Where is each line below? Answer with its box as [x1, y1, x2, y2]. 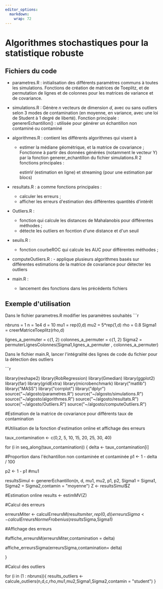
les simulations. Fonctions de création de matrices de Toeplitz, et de [12, 85, 149, 91]
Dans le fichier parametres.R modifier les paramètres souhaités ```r [5, 313, 139, 318]
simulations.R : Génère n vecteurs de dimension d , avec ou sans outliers [12, 105, 157, 111]
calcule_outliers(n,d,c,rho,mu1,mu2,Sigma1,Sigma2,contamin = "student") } [5, 578, 156, 584]
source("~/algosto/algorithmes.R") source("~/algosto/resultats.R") [5, 396, 139, 402]
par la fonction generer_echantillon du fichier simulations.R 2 [19, 155, 142, 161]
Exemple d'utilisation [5, 299, 71, 308]
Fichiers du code [5, 67, 57, 75]
